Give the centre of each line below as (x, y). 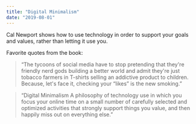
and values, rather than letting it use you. (57, 41)
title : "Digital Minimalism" (43, 12)
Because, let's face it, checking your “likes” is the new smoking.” (101, 83)
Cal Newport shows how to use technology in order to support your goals (97, 34)
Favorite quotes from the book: (45, 52)
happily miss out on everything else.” (67, 114)
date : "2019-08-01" (31, 17)
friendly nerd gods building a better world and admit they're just (100, 70)
